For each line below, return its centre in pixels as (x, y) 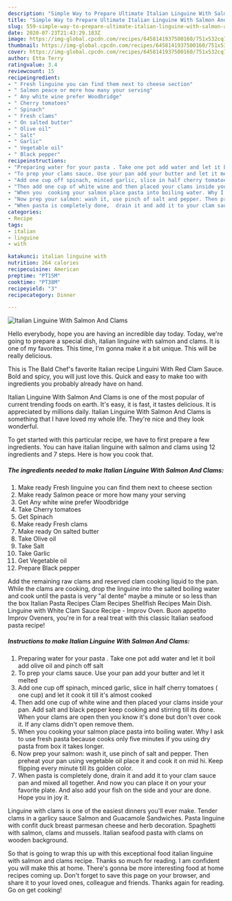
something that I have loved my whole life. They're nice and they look (106, 419)
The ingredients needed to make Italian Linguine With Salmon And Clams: (116, 470)
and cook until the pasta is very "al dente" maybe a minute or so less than (113, 596)
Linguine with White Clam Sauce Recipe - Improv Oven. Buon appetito (107, 611)
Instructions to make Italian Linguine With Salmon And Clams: (99, 641)
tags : (15, 225)
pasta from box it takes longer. (61, 746)
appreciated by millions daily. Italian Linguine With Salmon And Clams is (109, 412)
